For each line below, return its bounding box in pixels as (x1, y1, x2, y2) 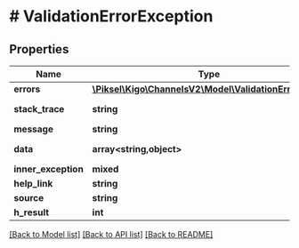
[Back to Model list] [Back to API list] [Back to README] (9, 229, 214, 239)
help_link (13, 178, 53, 189)
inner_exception (13, 163, 85, 175)
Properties (9, 42, 69, 57)
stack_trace (13, 103, 65, 115)
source (13, 192, 44, 204)
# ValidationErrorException (9, 6, 214, 27)
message (13, 123, 53, 135)
